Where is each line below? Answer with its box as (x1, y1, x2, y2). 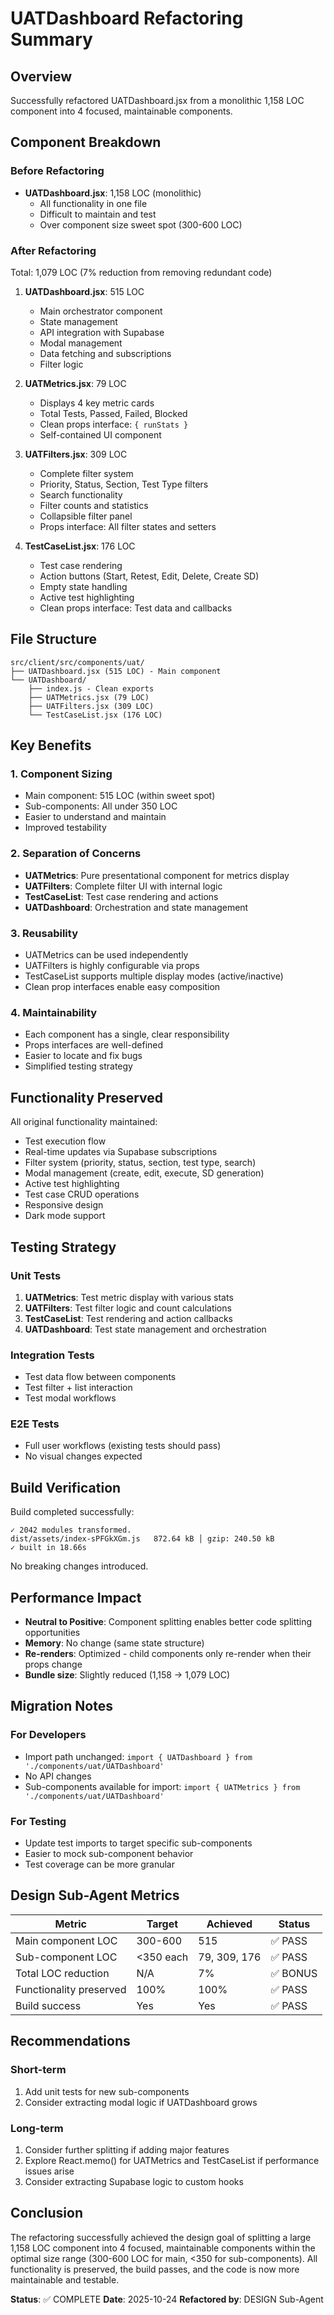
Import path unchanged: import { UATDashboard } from (24, 1750, 253, 1762)
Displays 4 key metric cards (39, 397, 155, 409)
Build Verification (10, 1479, 122, 1496)
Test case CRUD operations (24, 1188, 140, 1201)
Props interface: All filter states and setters (39, 520, 217, 532)
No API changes (24, 1770, 92, 1782)
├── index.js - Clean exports (28, 683, 155, 694)
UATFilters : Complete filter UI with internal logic (24, 880, 223, 892)
